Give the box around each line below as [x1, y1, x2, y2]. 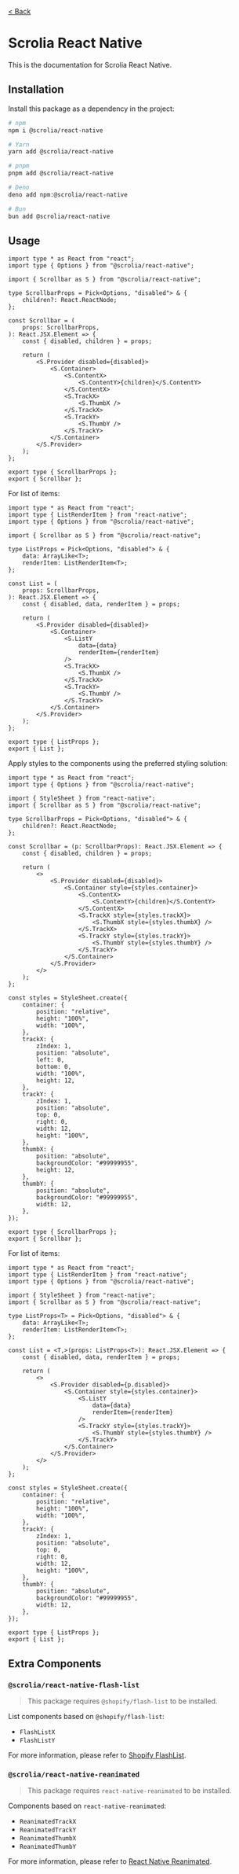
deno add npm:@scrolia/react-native [8, 190, 128, 199]
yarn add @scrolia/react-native [8, 148, 114, 156]
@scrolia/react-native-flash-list [8, 1681, 139, 1689]
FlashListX [19, 1729, 56, 1736]
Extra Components [8, 1657, 102, 1670]
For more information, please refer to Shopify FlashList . [8, 1751, 186, 1760]
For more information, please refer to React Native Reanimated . [8, 1857, 212, 1866]
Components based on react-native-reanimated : [8, 1801, 167, 1811]
